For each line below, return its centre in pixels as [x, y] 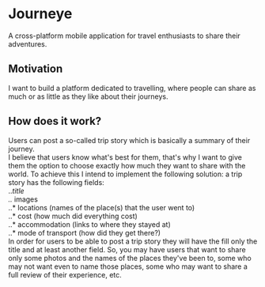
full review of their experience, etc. [65, 274]
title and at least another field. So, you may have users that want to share [127, 249]
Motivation [36, 69]
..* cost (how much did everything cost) [73, 216]
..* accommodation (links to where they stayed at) [90, 224]
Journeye [40, 14]
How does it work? [55, 121]
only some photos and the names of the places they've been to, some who [130, 258]
